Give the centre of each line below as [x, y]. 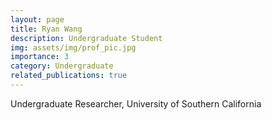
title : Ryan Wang [46, 29]
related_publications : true [69, 76]
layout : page [37, 19]
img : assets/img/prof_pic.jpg [73, 47]
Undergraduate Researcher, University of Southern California [136, 103]
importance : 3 [40, 57]
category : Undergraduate [62, 66]
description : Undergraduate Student [86, 38]
